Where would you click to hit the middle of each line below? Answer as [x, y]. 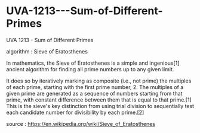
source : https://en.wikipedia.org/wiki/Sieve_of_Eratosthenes [81, 123]
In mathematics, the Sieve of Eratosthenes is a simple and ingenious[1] [93, 63]
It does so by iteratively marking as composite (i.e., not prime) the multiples [99, 81]
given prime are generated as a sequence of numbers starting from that [94, 93]
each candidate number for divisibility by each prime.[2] [75, 112]
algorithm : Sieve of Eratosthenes [47, 51]
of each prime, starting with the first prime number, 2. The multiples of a [95, 87]
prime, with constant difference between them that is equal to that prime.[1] [99, 100]
